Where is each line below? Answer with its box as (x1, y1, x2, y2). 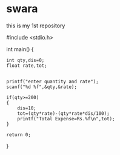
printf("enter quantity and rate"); (6, 78, 99, 84)
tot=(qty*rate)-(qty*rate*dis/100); (17, 110, 110, 117)
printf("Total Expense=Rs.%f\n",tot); (17, 115, 115, 122)
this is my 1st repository (6, 22, 65, 29)
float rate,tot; (6, 63, 47, 69)
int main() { (6, 45, 35, 53)
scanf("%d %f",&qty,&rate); (6, 84, 78, 90)
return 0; (6, 131, 32, 138)
